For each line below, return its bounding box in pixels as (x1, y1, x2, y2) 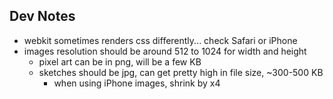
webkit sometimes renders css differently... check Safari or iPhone (23, 34, 298, 46)
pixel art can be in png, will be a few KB (38, 55, 202, 68)
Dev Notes (9, 8, 76, 25)
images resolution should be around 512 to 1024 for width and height (23, 45, 307, 57)
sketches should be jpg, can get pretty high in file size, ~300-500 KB (38, 66, 324, 78)
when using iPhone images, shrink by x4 (53, 77, 221, 89)
